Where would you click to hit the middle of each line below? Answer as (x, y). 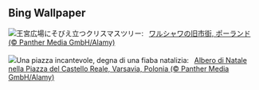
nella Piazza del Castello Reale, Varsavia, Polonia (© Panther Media (119, 68)
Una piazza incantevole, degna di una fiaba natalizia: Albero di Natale (131, 60)
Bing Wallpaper (47, 13)
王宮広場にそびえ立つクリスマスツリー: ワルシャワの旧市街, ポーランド (133, 33)
